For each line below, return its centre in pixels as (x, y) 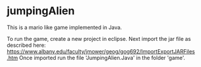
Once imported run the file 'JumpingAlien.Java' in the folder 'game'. (102, 58)
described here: (26, 45)
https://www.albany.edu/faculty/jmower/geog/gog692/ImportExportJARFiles (101, 51)
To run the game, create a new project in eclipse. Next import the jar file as (99, 39)
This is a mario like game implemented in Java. (64, 27)
